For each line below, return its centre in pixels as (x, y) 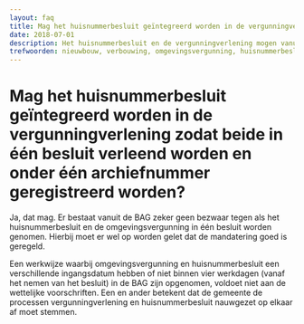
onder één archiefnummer (110, 173)
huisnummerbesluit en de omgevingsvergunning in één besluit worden (141, 227)
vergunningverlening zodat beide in (146, 134)
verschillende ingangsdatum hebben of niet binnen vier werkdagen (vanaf (147, 273)
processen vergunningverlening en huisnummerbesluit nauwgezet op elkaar (151, 302)
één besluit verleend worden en (131, 154)
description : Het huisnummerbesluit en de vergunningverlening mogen (143, 43)
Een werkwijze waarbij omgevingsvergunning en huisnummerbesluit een (144, 264)
